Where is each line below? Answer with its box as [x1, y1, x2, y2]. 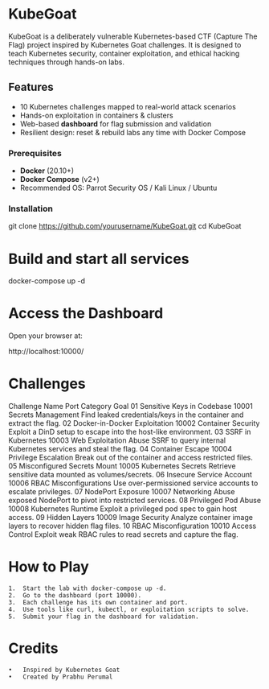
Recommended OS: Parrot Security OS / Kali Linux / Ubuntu [19, 183, 218, 193]
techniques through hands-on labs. [8, 57, 124, 67]
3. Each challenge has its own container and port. [8, 599, 189, 607]
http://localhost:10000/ [8, 347, 84, 357]
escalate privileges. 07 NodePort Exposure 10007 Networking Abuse [8, 487, 235, 497]
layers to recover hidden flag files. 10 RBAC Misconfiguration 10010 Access [8, 521, 257, 531]
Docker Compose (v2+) [19, 175, 100, 184]
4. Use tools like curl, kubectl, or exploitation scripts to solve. [8, 605, 250, 614]
